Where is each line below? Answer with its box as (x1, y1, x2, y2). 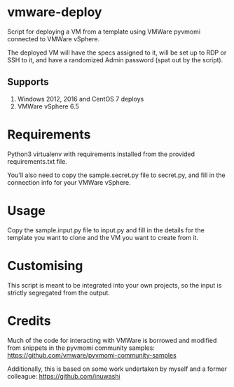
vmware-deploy (7, 4, 102, 20)
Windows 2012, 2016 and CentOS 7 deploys (17, 94, 144, 103)
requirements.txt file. (7, 157, 68, 165)
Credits (7, 313, 51, 329)
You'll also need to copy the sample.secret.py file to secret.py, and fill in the (7, 171, 226, 179)
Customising (7, 258, 83, 274)
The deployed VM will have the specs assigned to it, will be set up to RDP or (7, 48, 227, 57)
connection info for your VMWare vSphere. (7, 178, 131, 186)
